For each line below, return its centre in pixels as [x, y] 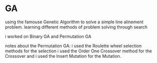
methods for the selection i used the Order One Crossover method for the [78, 51]
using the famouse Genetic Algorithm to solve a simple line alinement [74, 22]
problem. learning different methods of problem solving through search [76, 27]
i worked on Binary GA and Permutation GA [48, 36]
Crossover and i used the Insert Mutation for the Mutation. [63, 56]
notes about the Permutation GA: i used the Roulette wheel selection [73, 46]
